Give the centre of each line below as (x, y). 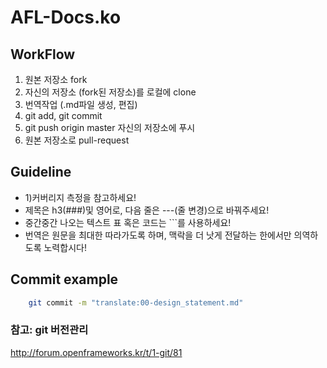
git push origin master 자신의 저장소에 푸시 (110, 127)
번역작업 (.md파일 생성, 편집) (81, 104)
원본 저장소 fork (56, 79)
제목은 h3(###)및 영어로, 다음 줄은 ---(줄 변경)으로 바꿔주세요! (147, 210)
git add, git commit (63, 115)
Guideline (41, 172)
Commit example (64, 279)
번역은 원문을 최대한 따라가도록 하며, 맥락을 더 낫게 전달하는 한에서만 (158, 235)
